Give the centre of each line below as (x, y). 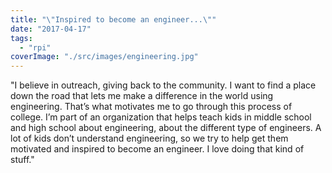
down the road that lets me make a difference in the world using (142, 96)
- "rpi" (35, 47)
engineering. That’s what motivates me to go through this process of (151, 107)
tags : (21, 38)
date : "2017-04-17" (51, 29)
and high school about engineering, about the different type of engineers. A (166, 128)
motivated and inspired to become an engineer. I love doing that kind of (157, 149)
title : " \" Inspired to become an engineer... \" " (113, 19)
